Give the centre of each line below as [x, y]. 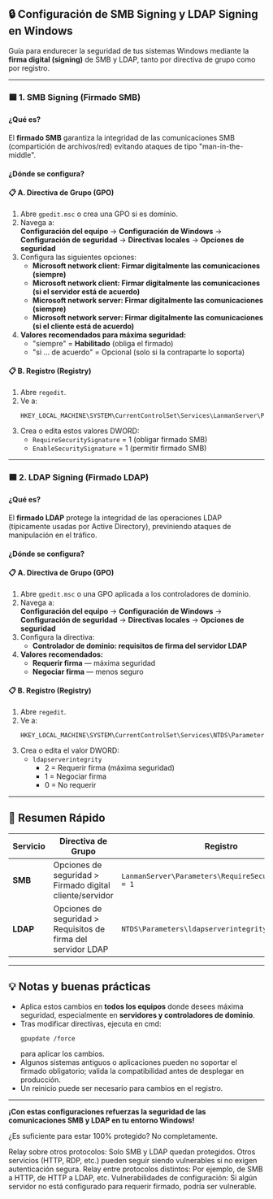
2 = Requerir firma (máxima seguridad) [109, 768]
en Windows [41, 31]
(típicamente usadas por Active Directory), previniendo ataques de [120, 527]
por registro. [29, 67]
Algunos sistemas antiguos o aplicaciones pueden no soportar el [128, 1062]
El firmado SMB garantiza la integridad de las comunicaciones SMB [122, 137]
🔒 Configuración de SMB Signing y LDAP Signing [133, 14]
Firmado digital [82, 885]
